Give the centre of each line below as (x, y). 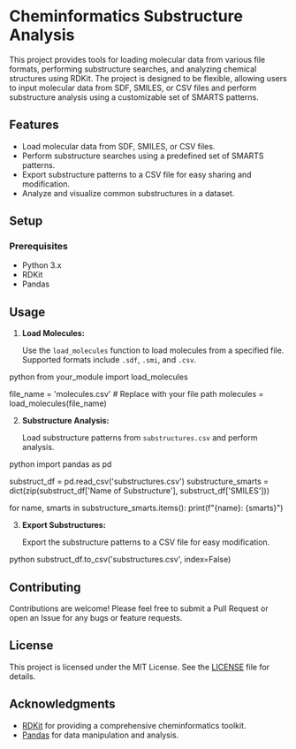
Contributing (45, 587)
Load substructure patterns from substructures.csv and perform (140, 438)
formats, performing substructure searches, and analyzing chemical (133, 69)
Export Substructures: (64, 525)
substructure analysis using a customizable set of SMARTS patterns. (134, 97)
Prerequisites (38, 247)
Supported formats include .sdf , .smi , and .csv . (109, 360)
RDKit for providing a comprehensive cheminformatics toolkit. (134, 725)
